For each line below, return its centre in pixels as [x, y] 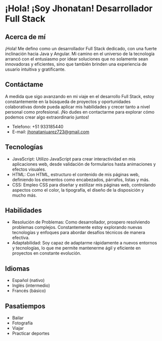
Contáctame [24, 85]
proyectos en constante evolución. [47, 253]
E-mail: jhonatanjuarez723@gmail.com [51, 132]
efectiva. [21, 238]
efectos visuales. [29, 169]
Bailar [18, 318]
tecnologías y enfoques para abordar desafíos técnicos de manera [79, 233]
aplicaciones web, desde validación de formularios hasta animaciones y [84, 164]
